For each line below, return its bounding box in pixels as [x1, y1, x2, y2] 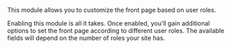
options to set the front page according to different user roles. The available [7, 27, 225, 35]
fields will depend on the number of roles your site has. [7, 34, 166, 42]
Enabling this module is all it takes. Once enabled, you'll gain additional [7, 19, 210, 27]
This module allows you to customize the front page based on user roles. [7, 6, 216, 14]
